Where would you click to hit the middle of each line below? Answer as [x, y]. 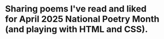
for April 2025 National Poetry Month [82, 19]
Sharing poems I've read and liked [76, 9]
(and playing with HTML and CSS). [77, 29]
